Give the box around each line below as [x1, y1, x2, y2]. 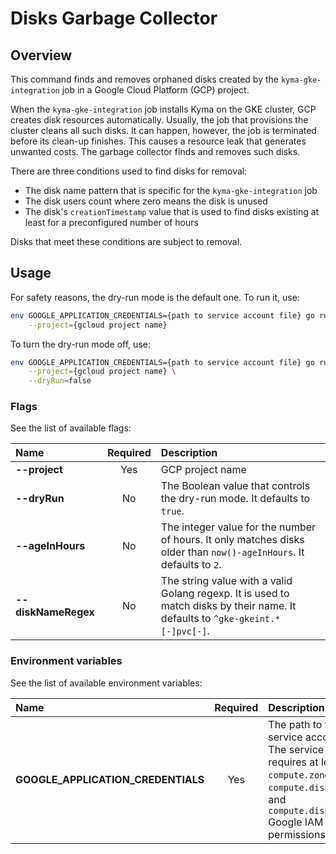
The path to [268, 717, 323, 731]
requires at [268, 755, 319, 769]
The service [268, 742, 325, 756]
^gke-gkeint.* [213, 613, 281, 625]
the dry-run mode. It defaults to [160, 492, 311, 506]
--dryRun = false [28, 376, 92, 386]
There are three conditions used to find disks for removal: [10, 165, 248, 177]
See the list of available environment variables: [10, 677, 203, 689]
